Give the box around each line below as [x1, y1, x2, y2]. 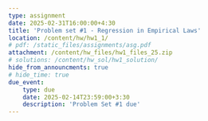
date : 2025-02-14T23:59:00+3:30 [22, 93, 130, 101]
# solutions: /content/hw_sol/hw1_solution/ [8, 57, 159, 64]
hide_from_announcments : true [8, 64, 109, 72]
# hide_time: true [8, 71, 69, 79]
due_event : [8, 78, 45, 86]
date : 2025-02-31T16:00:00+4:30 [8, 19, 116, 27]
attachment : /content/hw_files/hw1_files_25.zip [8, 49, 173, 57]
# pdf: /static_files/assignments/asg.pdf [8, 41, 151, 49]
